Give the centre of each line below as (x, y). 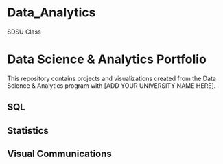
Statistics (28, 131)
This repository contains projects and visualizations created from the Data (111, 78)
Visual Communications (59, 154)
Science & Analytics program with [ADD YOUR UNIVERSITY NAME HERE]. (111, 85)
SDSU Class (24, 32)
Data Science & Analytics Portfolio (107, 59)
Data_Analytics (51, 13)
